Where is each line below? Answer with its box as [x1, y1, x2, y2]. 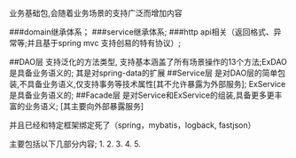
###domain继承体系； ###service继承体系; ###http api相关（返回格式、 [9, 27, 274, 37]
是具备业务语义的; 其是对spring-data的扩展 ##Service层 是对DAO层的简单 [9, 67, 278, 78]
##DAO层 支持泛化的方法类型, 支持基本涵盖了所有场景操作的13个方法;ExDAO [9, 57, 288, 67]
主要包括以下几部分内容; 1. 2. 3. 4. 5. [9, 138, 142, 149]
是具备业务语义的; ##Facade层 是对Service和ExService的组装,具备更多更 [9, 90, 275, 100]
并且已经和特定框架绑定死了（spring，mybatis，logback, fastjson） [9, 120, 256, 130]
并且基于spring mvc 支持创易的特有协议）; [27, 38, 182, 48]
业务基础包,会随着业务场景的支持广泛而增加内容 [9, 8, 183, 18]
